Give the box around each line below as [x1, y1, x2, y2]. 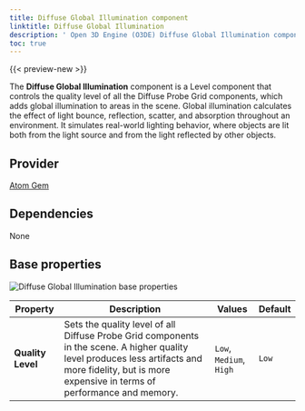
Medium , [214, 353, 246, 366]
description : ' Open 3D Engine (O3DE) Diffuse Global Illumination [9, 30, 271, 39]
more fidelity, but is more [64, 363, 171, 376]
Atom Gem [9, 180, 50, 191]
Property [15, 302, 54, 315]
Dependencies [9, 206, 93, 222]
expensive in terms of [64, 375, 156, 387]
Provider [9, 155, 59, 171]
